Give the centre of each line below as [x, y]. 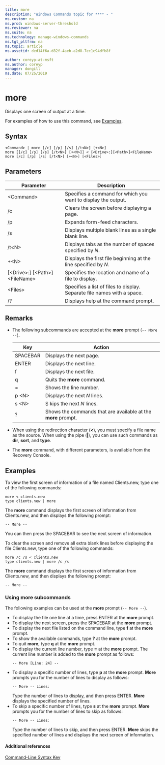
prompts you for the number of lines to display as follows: [70, 678]
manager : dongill [23, 69]
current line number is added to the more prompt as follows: [73, 654]
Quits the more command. [75, 380]
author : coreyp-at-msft [29, 60]
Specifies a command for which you [106, 193]
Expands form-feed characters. [101, 222]
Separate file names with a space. [104, 292]
